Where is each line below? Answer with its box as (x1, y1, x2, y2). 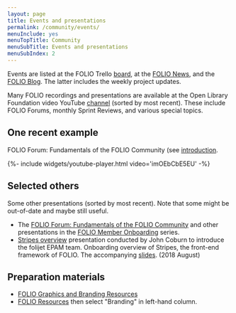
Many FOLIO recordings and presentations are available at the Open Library (7, 90, 228, 100)
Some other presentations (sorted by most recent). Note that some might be (7, 198, 230, 207)
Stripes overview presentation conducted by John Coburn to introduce (17, 235, 225, 244)
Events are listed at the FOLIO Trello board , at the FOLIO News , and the (7, 69, 215, 78)
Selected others (7, 180, 79, 192)
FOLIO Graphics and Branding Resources (17, 290, 138, 299)
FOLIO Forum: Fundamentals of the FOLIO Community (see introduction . (7, 145, 218, 154)
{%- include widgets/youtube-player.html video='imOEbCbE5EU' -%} (7, 159, 210, 168)
